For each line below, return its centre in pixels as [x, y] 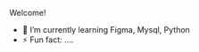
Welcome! [28, 13]
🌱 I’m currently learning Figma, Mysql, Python [106, 30]
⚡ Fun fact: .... [48, 40]
